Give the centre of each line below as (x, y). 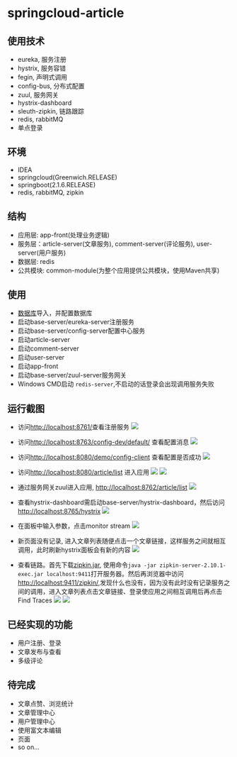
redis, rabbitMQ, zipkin (51, 192)
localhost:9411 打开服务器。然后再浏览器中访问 (115, 574)
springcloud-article (66, 13)
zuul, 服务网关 (38, 95)
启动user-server (41, 358)
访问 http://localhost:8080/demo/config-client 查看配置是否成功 (109, 457)
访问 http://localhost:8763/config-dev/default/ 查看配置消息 (103, 442)
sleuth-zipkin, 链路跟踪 (51, 111)
